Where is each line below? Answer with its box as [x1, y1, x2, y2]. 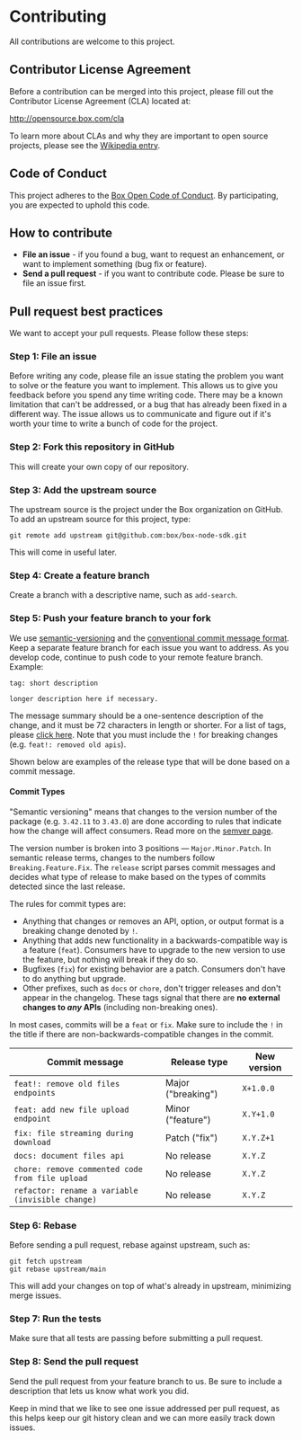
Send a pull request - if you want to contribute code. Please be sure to [22, 268, 285, 280]
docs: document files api [13, 1151, 125, 1160]
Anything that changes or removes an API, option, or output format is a [22, 915, 285, 927]
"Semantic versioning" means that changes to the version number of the [9, 806, 278, 817]
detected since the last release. [9, 881, 126, 892]
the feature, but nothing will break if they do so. [22, 954, 199, 964]
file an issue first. [22, 278, 87, 289]
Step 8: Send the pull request [9, 1356, 139, 1368]
